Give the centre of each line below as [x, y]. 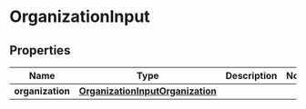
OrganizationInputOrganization [148, 91]
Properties [40, 50]
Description [251, 76]
